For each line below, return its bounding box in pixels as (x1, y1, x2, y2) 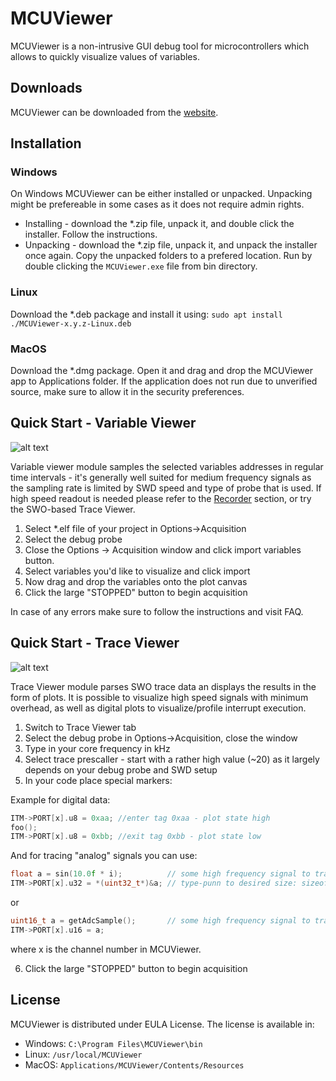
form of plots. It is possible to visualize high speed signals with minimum (10, 691, 309, 703)
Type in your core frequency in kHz (24, 742, 171, 754)
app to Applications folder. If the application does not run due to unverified (10, 375, 318, 387)
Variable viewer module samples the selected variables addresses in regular (10, 460, 324, 472)
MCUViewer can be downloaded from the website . (10, 106, 219, 118)
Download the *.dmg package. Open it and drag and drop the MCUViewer (10, 365, 313, 377)
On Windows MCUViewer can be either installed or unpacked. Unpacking (10, 188, 313, 200)
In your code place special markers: (24, 774, 173, 786)
